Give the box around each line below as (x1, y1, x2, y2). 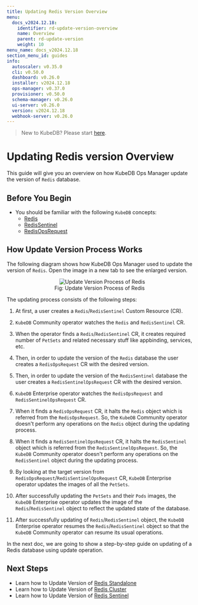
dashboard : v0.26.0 (12, 75, 60, 80)
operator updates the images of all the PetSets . (15, 480, 130, 488)
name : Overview (17, 31, 55, 37)
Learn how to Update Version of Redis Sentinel (15, 592, 129, 599)
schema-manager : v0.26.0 (12, 96, 73, 102)
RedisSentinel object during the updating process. (15, 457, 138, 464)
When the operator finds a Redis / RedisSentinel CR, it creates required (15, 330, 186, 337)
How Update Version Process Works (6, 245, 143, 255)
